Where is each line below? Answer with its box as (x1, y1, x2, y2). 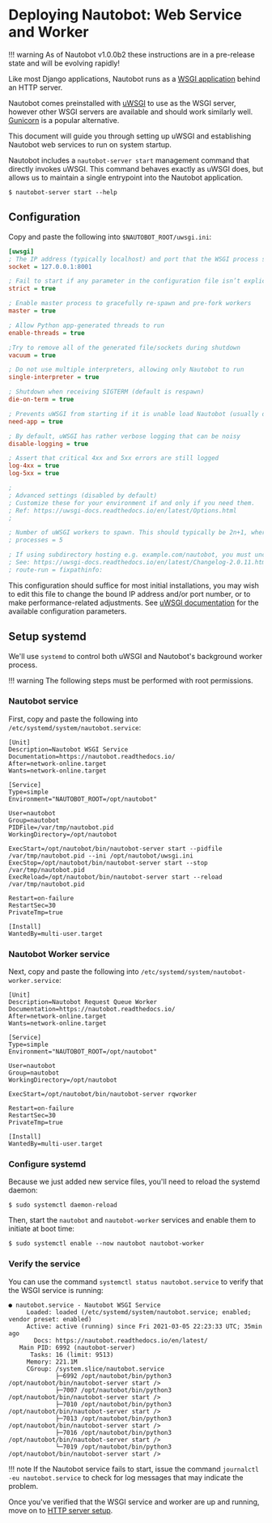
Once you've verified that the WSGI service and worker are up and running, (8, 1496, 260, 1507)
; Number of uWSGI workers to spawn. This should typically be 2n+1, (8, 529, 249, 537)
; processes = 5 (8, 536, 63, 544)
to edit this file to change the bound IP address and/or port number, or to (8, 589, 251, 598)
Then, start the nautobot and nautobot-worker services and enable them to (8, 1215, 257, 1225)
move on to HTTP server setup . (8, 1505, 113, 1515)
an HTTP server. (8, 83, 63, 92)
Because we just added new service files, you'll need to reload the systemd (8, 1176, 261, 1187)
